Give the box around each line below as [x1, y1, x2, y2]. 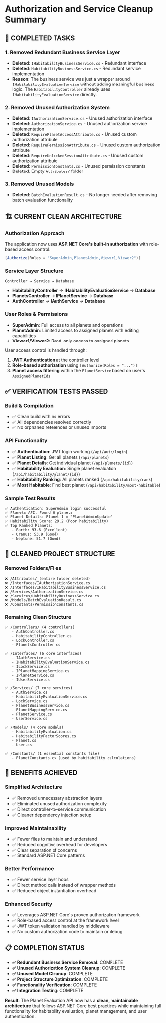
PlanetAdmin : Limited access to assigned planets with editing [12, 327, 139, 333]
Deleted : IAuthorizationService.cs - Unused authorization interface [12, 115, 153, 121]
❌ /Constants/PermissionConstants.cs [5, 602, 84, 607]
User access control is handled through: [5, 347, 87, 353]
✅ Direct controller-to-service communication [12, 806, 106, 812]
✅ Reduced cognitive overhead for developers [12, 841, 108, 847]
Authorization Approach [5, 230, 65, 237]
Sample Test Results [5, 495, 55, 502]
